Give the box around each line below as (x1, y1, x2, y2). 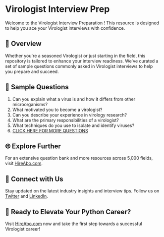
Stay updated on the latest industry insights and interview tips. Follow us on (5, 188, 160, 194)
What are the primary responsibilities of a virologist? (12, 117, 119, 123)
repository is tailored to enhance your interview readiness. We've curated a (5, 58, 159, 64)
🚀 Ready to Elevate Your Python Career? (5, 207, 131, 216)
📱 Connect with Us (5, 175, 63, 183)
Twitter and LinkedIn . (5, 193, 48, 199)
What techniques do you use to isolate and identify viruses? (12, 122, 135, 128)
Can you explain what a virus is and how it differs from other (12, 96, 135, 102)
